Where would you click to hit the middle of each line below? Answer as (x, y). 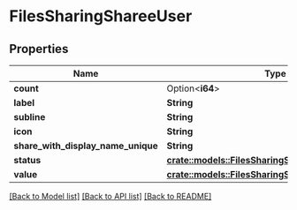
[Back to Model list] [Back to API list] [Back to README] (110, 196)
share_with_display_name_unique (86, 146)
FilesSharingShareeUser (101, 16)
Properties (39, 49)
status (27, 160)
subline (30, 117)
